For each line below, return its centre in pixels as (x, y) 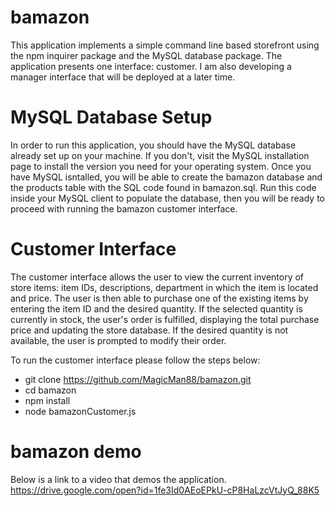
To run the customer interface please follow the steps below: (135, 360)
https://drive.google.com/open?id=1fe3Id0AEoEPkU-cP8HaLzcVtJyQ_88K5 (165, 490)
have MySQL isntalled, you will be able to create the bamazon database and (166, 177)
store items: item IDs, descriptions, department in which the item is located (164, 287)
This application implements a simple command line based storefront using (165, 45)
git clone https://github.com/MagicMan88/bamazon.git (138, 379)
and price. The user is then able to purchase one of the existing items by (159, 298)
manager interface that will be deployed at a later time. (123, 77)
